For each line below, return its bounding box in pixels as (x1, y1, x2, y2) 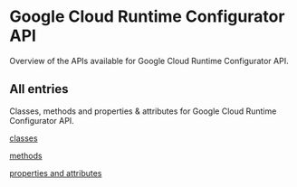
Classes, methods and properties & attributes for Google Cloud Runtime (9, 106, 277, 117)
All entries (9, 81, 69, 97)
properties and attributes (9, 167, 102, 178)
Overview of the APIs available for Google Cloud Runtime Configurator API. (9, 55, 289, 66)
